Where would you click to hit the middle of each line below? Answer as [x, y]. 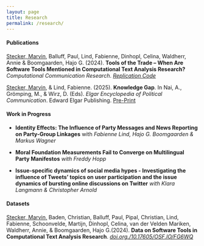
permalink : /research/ [35, 23]
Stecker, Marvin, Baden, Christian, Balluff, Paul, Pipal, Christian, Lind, [93, 217]
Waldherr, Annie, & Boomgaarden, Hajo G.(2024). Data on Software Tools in [102, 230]
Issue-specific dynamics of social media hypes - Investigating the [100, 170]
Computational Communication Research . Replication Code [81, 75]
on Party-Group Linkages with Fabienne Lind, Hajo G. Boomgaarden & [104, 134]
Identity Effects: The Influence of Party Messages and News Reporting [106, 128]
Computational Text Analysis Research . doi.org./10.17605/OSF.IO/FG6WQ [100, 236]
